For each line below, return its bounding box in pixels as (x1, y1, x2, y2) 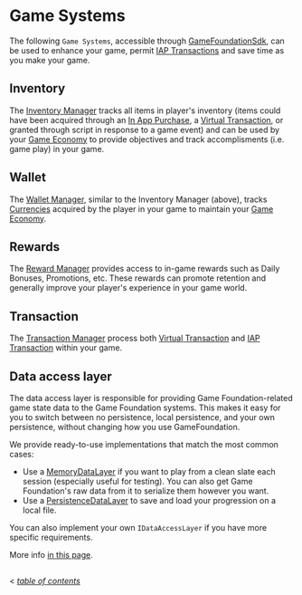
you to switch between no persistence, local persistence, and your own (9, 412, 276, 422)
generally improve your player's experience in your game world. (9, 283, 248, 293)
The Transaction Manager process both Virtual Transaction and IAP (9, 332, 260, 344)
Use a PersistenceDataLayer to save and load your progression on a (22, 495, 277, 505)
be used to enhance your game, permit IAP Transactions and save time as (9, 44, 285, 55)
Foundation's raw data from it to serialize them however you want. (22, 485, 269, 496)
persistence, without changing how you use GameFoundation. (9, 422, 241, 432)
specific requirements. (9, 532, 93, 542)
